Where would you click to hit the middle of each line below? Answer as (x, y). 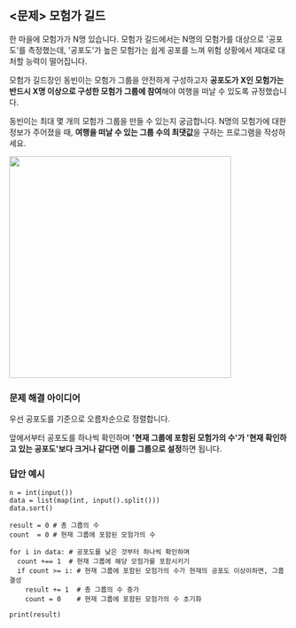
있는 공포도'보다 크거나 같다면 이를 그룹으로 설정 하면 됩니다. (120, 449)
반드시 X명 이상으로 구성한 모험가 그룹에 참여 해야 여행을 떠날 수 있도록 (129, 90)
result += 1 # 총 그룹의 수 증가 (82, 590)
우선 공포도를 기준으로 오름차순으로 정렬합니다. (90, 419)
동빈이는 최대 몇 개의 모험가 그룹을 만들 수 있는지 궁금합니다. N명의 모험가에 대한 (148, 121)
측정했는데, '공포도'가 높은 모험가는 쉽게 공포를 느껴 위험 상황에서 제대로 (152, 50)
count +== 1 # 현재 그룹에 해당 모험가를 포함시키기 (104, 561)
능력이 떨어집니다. (56, 61)
